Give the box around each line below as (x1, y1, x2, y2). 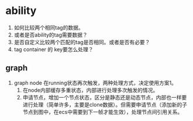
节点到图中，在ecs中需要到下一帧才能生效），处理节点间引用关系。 (22, 108, 183, 115)
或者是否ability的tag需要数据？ (13, 31, 88, 38)
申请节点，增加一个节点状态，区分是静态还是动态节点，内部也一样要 (22, 94, 187, 101)
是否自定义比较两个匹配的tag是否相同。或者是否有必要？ (13, 38, 150, 45)
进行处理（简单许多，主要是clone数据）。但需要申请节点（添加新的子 (22, 101, 188, 108)
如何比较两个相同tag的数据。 (13, 24, 84, 31)
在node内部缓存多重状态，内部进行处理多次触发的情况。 (22, 86, 158, 94)
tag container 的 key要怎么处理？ (13, 45, 94, 53)
